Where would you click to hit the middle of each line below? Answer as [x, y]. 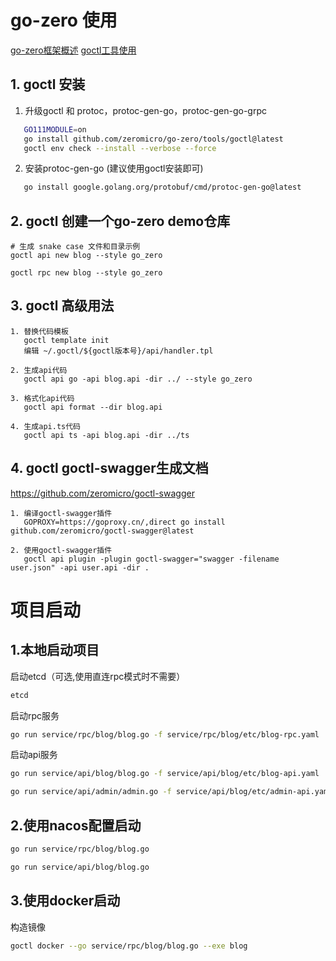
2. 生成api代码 [39, 370]
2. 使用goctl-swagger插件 [61, 550]
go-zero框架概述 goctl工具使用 [73, 50]
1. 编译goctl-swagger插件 [61, 513]
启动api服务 [34, 755]
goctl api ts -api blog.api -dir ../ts [106, 435]
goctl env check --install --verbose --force [120, 148]
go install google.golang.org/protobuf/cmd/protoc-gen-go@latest [162, 187]
